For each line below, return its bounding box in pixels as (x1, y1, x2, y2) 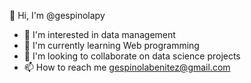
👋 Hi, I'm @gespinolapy (9, 10, 106, 21)
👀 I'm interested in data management (23, 29, 176, 40)
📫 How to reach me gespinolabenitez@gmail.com (23, 61, 231, 73)
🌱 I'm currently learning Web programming (23, 40, 200, 51)
